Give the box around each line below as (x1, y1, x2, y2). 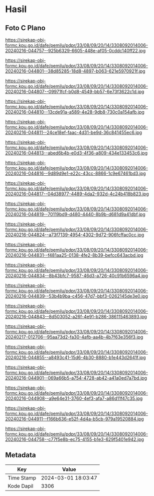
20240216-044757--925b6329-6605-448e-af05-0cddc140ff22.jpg (5, 48, 146, 53)
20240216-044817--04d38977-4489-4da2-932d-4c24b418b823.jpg (5, 191, 149, 197)
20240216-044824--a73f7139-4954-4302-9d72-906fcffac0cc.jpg (5, 232, 144, 238)
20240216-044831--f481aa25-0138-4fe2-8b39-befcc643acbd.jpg (5, 252, 144, 258)
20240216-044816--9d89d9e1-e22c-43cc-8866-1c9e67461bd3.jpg (5, 170, 146, 176)
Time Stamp (8, 474, 37, 481)
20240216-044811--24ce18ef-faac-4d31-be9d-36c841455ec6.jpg (5, 129, 142, 135)
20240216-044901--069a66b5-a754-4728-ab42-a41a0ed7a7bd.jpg (5, 375, 147, 381)
